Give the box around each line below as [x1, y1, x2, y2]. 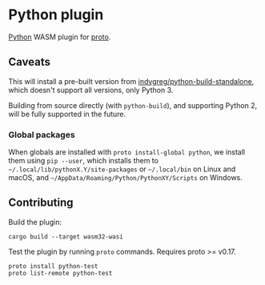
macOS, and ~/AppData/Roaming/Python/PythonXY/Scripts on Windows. [8, 173, 243, 183]
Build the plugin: [8, 217, 62, 227]
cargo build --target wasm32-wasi [8, 232, 124, 241]
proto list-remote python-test [8, 269, 113, 277]
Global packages [8, 129, 75, 140]
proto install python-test [8, 262, 98, 270]
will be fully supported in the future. [8, 109, 126, 118]
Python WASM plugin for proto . [8, 32, 111, 42]
